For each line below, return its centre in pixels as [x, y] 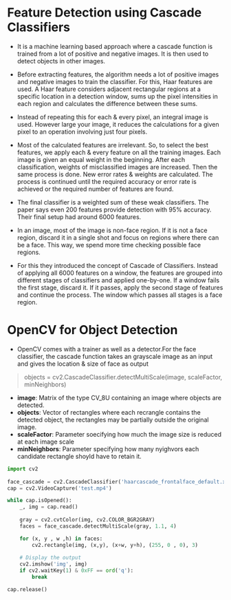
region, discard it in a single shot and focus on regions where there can [118, 237]
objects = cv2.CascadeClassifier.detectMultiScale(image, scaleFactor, [123, 377]
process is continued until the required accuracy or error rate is [107, 181]
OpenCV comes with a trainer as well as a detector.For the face [107, 349]
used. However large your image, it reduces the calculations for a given [118, 124]
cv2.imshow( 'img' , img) [54, 564]
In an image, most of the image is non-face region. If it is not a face [112, 230]
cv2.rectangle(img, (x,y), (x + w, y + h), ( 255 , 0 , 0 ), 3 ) [115, 545]
